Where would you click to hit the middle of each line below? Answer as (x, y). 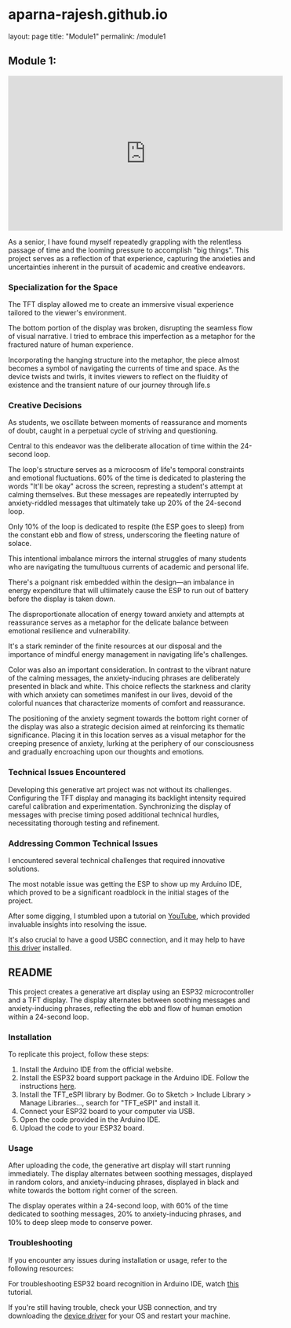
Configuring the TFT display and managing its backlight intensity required (127, 798)
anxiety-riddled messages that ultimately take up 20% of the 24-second (125, 503)
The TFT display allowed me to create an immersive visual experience (121, 304)
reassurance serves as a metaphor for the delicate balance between (118, 622)
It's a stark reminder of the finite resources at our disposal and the (115, 646)
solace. (20, 544)
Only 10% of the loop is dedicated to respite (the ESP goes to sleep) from (126, 527)
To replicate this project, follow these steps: (79, 1054)
